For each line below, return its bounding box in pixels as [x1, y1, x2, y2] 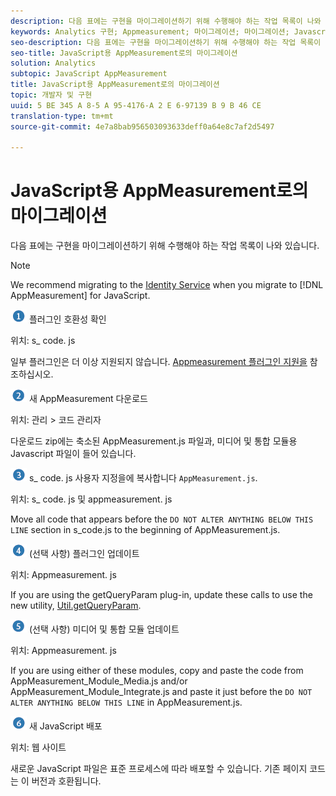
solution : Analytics [10, 58, 97, 69]
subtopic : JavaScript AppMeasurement [10, 69, 168, 79]
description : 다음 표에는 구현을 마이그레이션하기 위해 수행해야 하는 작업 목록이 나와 [10, 16, 322, 26]
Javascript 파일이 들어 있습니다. [10, 448, 137, 460]
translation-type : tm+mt [10, 111, 114, 121]
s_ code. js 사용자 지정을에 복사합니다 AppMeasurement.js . [28, 472, 258, 484]
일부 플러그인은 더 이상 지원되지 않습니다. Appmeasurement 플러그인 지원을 [10, 356, 308, 368]
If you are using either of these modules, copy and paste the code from [10, 665, 304, 677]
